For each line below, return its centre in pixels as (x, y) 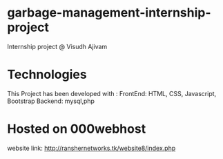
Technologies (47, 75)
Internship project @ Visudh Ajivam (57, 46)
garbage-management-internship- (109, 13)
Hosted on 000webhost (77, 129)
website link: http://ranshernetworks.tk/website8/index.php (91, 148)
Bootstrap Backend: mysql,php (51, 101)
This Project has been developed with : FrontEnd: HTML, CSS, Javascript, (112, 93)
